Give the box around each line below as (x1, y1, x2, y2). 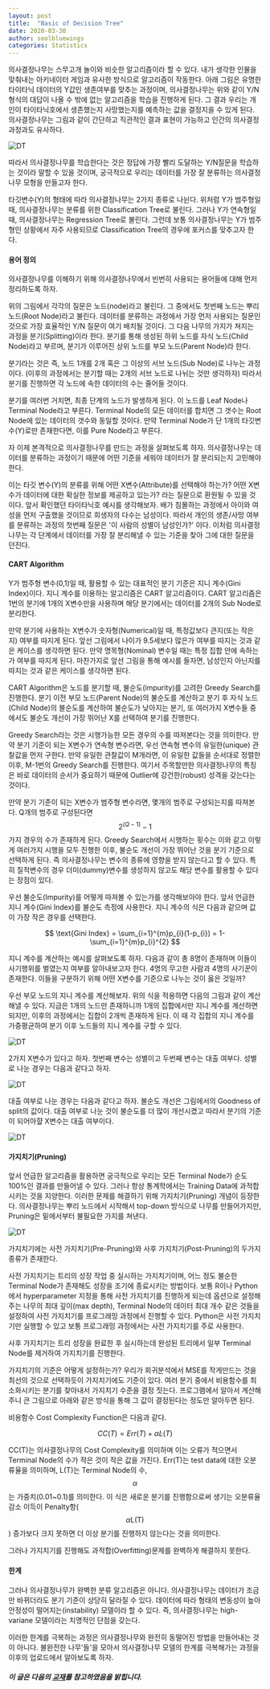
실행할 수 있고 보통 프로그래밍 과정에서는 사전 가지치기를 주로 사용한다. (22, 1321, 244, 1331)
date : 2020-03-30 (8, 27, 67, 35)
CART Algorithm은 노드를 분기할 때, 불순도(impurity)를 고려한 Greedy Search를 (8, 682, 261, 692)
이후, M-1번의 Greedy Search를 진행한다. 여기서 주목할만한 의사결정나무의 (8, 760, 243, 770)
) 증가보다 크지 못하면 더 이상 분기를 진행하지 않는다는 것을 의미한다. (8, 1528, 221, 1539)
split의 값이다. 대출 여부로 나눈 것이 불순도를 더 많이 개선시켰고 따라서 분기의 (8, 1106, 247, 1116)
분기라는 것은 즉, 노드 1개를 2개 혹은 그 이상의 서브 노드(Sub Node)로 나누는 (8, 358, 247, 368)
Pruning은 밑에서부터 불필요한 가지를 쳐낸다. (8, 1211, 148, 1221)
